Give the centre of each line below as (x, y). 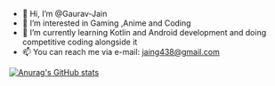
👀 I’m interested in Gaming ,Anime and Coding (106, 23)
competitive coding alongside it (80, 42)
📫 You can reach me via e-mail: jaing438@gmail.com (121, 52)
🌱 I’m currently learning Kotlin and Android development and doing (144, 32)
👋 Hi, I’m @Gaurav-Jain (65, 14)
